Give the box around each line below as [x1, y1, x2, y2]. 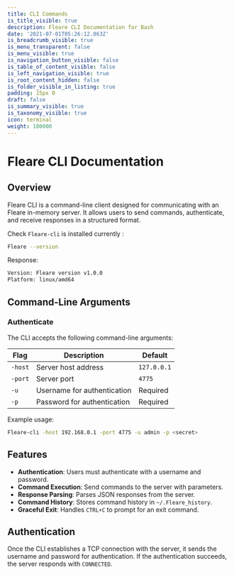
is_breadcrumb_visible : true [7, 37, 94, 44]
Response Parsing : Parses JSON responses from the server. [17, 490, 196, 498]
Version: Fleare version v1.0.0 [7, 269, 103, 277]
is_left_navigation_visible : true [7, 70, 110, 77]
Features [7, 448, 48, 461]
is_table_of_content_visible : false [7, 63, 116, 70]
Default [142, 350, 168, 360]
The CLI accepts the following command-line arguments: [7, 333, 174, 342]
